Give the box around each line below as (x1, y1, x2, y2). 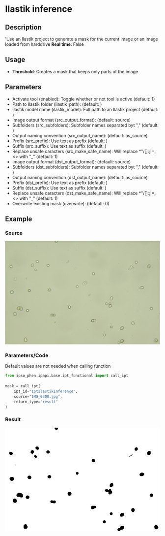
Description (5, 23, 42, 32)
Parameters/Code (5, 352, 49, 359)
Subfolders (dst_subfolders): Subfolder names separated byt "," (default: (12, 164, 159, 170)
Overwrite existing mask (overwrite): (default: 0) (12, 200, 110, 206)
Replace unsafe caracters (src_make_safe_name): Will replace (12, 148, 138, 154)
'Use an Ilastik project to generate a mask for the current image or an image (5, 36, 159, 42)
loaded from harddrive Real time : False (5, 41, 84, 47)
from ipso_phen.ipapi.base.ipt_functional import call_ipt (5, 373, 129, 378)
